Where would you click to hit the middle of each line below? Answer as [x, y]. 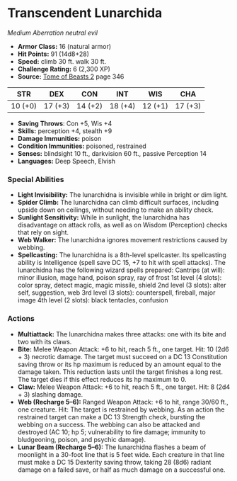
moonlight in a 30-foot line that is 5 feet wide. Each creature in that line [121, 454]
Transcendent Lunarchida [85, 13]
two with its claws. [45, 341]
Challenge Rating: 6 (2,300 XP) [64, 69]
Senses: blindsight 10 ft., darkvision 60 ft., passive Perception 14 [112, 153]
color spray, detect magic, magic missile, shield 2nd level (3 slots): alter [122, 285]
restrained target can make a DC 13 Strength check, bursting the [111, 417]
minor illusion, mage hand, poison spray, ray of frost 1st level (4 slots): [120, 278]
